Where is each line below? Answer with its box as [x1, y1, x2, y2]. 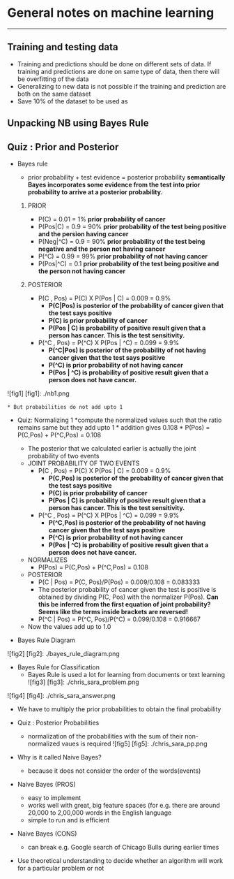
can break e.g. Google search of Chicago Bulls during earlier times [27, 843, 219, 851]
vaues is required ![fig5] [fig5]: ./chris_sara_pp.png [61, 739, 208, 748]
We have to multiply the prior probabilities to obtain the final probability [17, 704, 221, 713]
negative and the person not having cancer [38, 245, 166, 253]
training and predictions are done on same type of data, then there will [17, 67, 220, 75]
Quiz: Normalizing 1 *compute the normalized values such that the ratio [17, 416, 222, 424]
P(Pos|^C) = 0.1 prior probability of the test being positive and [38, 259, 219, 268]
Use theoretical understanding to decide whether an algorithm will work [17, 856, 224, 864]
